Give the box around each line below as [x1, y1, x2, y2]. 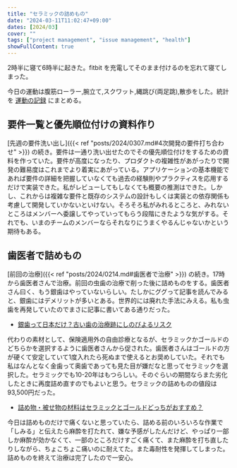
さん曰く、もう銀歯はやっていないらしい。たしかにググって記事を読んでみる [7, 287, 229, 296]
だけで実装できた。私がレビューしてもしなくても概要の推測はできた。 [7, 183, 210, 191]
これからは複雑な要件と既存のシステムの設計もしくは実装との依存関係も [19, 191, 230, 200]
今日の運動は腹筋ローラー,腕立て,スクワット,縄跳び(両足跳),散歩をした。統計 [7, 88, 229, 95]
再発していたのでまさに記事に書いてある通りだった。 [19, 305, 174, 313]
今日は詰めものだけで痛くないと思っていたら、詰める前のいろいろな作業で [7, 418, 224, 426]
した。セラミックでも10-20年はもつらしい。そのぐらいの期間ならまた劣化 [13, 370, 228, 378]
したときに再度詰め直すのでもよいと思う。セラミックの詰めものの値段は [7, 379, 217, 388]
